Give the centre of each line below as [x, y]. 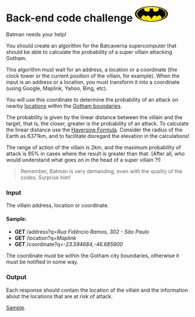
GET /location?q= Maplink [45, 238]
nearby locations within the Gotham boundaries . [64, 106]
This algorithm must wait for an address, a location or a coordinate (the [92, 69]
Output [16, 277]
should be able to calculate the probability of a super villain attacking [89, 52]
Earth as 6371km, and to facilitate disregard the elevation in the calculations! [98, 136]
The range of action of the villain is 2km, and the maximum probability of [94, 147]
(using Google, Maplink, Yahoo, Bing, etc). [57, 88]
